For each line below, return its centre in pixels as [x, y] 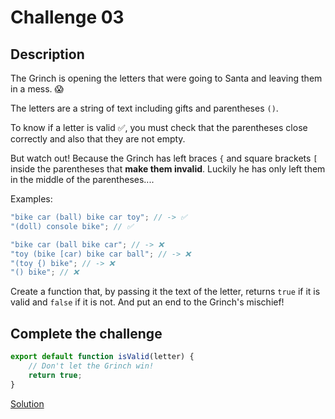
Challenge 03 [67, 17]
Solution [27, 403]
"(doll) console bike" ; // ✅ [72, 226]
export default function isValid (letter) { [102, 357]
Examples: [31, 199]
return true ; [55, 375]
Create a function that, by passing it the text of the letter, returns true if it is [165, 292]
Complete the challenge [86, 333]
